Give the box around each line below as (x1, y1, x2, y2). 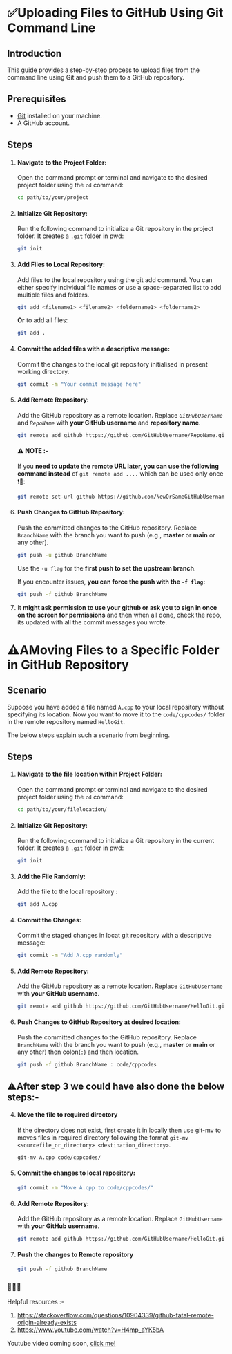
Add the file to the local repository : (17, 887, 118, 896)
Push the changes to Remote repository (17, 1250, 134, 1259)
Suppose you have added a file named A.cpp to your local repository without (7, 703, 224, 711)
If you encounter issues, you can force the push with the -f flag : (17, 577, 206, 586)
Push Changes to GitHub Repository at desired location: (17, 1018, 182, 1026)
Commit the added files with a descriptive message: (17, 344, 171, 353)
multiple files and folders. (17, 290, 90, 299)
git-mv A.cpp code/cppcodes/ (17, 1153, 101, 1161)
